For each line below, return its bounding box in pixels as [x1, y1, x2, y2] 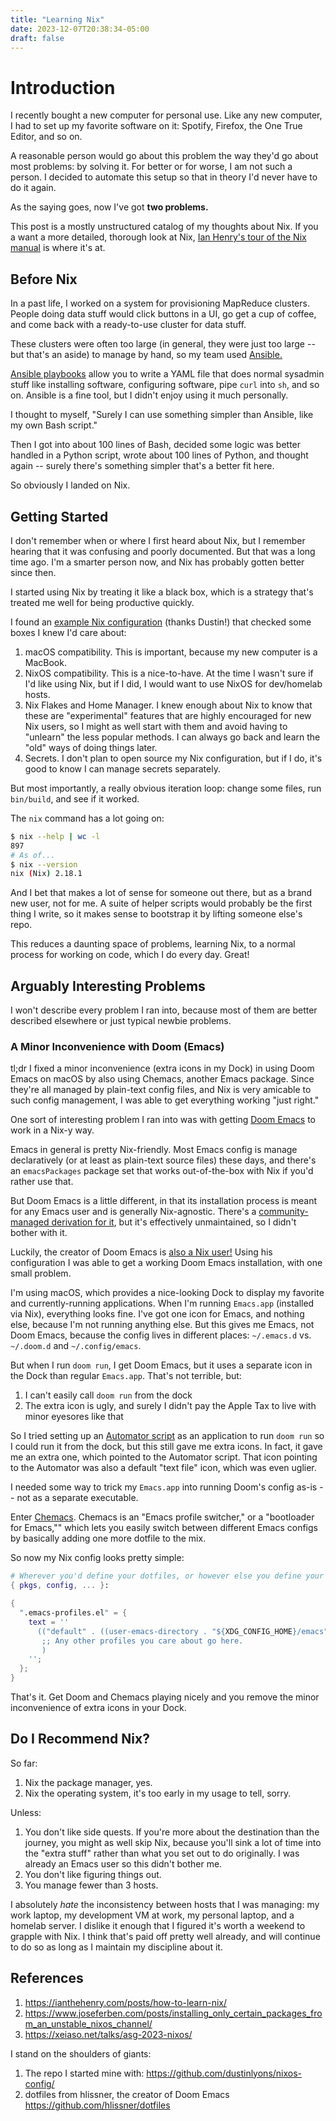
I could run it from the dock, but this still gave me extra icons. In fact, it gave [10, 1441, 323, 1453]
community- [258, 1206, 309, 1218]
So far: [10, 1757, 38, 1769]
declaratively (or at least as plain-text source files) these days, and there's [10, 1154, 317, 1166]
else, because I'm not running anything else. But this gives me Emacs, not [10, 1319, 315, 1331]
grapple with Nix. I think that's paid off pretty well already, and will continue [10, 1930, 321, 1942]
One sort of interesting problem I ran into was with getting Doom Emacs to [10, 1114, 317, 1126]
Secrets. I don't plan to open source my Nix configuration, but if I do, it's [24, 752, 323, 764]
